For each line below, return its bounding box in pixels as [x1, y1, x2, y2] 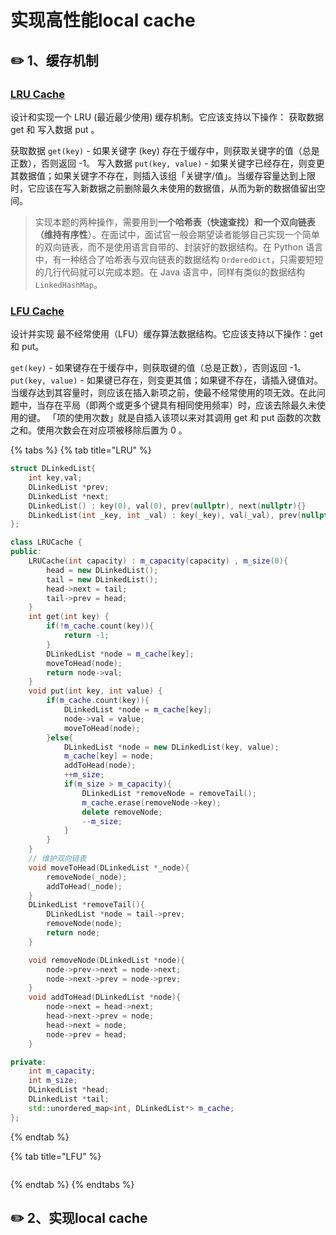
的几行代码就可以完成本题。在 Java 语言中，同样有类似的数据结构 [34, 266, 305, 278]
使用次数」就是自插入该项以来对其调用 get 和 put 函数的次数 [73, 412, 322, 424]
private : [10, 1057, 47, 1067]
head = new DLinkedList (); [46, 565, 159, 575]
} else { [46, 732, 74, 743]
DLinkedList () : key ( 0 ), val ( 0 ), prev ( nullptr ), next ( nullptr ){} [28, 501, 307, 511]
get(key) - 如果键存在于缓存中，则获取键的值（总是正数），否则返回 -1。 [10, 362, 307, 374]
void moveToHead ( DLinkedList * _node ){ [28, 862, 190, 873]
